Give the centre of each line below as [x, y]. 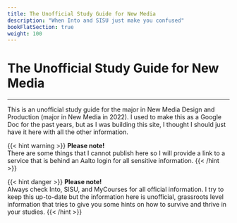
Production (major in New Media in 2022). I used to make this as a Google [115, 117]
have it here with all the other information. [68, 132]
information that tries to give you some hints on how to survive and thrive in [117, 205]
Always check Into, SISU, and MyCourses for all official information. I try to [116, 189]
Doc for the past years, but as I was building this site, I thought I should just [117, 125]
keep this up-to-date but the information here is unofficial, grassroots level [116, 197]
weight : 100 [25, 34]
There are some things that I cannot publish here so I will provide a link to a [116, 153]
